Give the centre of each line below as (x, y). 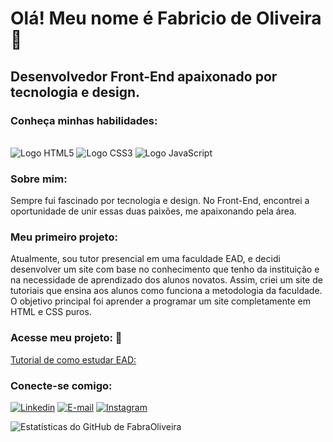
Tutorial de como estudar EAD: (73, 359)
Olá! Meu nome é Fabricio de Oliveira (166, 18)
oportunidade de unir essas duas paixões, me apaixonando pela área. (153, 211)
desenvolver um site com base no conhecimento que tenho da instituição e (165, 269)
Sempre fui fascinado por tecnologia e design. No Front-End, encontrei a (160, 201)
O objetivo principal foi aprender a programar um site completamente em (160, 301)
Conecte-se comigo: (61, 385)
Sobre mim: (39, 179)
